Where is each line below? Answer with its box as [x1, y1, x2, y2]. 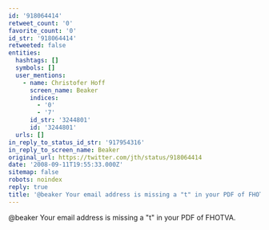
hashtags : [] [15, 57, 59, 65]
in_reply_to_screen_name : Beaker [8, 146, 120, 154]
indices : [29, 94, 59, 102]
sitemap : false [8, 168, 59, 176]
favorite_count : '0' [8, 26, 78, 34]
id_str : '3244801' [29, 116, 91, 124]
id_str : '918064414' [8, 34, 78, 42]
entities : [8, 49, 42, 57]
